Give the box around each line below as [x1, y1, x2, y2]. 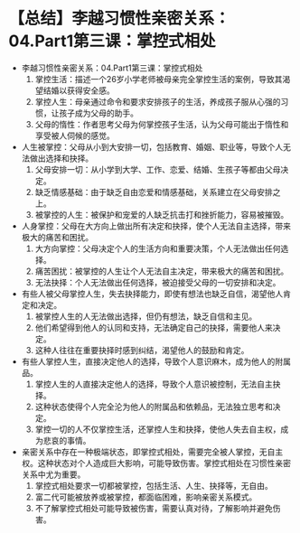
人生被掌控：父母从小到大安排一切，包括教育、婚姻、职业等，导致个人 [21, 141, 284, 152]
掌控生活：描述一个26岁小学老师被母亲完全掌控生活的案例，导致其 [34, 73, 283, 84]
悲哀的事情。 [42, 435, 91, 445]
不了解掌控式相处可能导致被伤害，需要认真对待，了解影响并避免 [34, 502, 273, 513]
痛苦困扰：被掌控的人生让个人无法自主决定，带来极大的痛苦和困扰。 [34, 266, 289, 276]
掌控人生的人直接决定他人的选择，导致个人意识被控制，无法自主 [34, 379, 273, 389]
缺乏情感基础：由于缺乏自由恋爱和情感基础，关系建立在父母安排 [34, 186, 273, 197]
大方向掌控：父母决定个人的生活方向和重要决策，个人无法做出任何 [34, 243, 281, 254]
